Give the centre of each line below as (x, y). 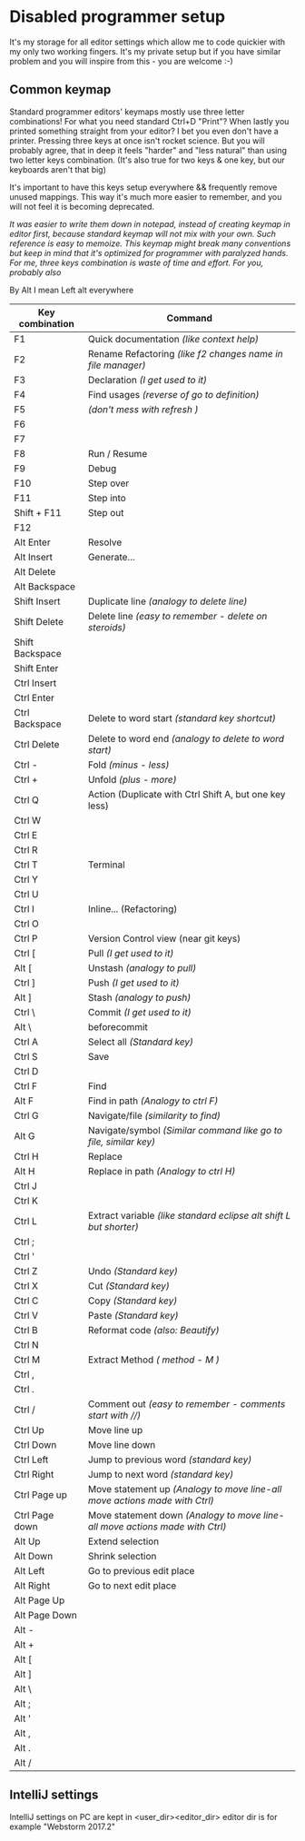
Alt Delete (35, 571)
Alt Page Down (45, 1615)
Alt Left (30, 1570)
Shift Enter (36, 668)
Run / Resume (118, 453)
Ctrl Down (35, 1444)
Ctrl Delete (37, 744)
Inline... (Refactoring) (133, 908)
